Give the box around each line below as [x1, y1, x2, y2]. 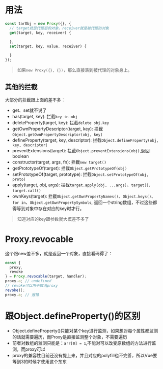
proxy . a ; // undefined [5, 279, 52, 284]
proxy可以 [25, 346, 46, 352]
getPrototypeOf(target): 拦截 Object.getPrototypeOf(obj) [12, 165, 127, 171]
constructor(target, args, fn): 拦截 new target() [12, 159, 107, 165]
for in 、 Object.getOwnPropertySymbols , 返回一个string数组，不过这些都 [12, 199, 157, 205]
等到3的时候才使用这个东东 [12, 358, 67, 365]
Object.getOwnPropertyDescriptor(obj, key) [12, 132, 103, 137]
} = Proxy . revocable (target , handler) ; [5, 274, 87, 279]
